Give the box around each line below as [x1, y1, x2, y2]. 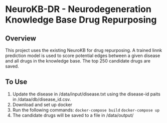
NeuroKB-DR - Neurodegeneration [5, 3, 151, 15]
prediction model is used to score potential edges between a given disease [5, 52, 160, 58]
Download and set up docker [12, 101, 73, 107]
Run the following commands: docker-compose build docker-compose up [12, 106, 159, 113]
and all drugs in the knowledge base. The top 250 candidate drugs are [5, 58, 150, 63]
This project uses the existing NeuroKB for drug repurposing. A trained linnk [5, 47, 162, 53]
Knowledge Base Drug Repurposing [5, 14, 157, 25]
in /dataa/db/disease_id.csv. [12, 96, 71, 102]
